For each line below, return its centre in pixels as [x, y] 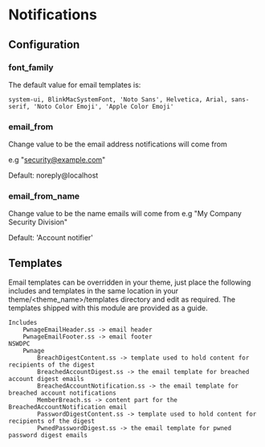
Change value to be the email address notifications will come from [118, 144]
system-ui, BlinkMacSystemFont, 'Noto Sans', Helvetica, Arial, [118, 99]
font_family [31, 68]
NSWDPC [19, 344]
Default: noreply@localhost [53, 175]
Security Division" [38, 222]
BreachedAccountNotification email [68, 408]
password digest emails [48, 436]
